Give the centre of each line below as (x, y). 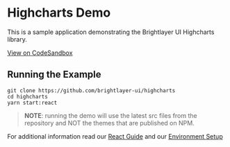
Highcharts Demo (59, 13)
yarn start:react (32, 103)
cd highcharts (28, 96)
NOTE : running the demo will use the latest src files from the (110, 115)
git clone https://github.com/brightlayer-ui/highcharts (91, 90)
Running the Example (55, 75)
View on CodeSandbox (40, 53)
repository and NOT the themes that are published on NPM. (109, 123)
